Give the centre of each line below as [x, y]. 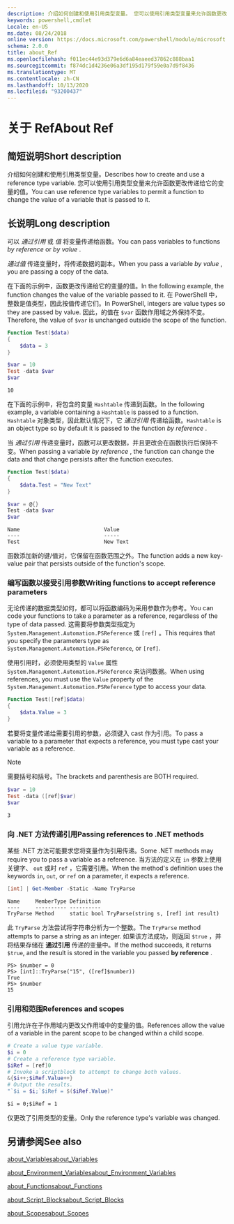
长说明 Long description [58, 223]
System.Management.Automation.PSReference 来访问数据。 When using [106, 672]
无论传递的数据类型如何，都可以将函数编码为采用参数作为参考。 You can [110, 608]
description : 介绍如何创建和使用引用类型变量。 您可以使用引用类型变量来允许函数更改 [117, 14]
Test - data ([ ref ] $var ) [42, 796]
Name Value [63, 530]
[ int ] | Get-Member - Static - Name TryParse [71, 888]
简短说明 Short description [64, 156]
